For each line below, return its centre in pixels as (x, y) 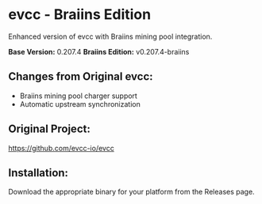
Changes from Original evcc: (81, 77)
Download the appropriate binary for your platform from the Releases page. (132, 192)
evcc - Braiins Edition (80, 15)
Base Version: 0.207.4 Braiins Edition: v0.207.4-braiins (99, 51)
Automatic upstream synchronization (80, 104)
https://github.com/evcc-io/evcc (62, 148)
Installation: (39, 173)
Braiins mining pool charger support (78, 96)
